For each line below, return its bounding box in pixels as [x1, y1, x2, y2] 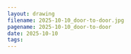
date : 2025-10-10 [7, 29, 58, 37]
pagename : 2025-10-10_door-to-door [7, 23, 112, 30]
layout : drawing [7, 10, 55, 18]
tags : [7, 36, 23, 43]
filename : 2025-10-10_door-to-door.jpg [7, 17, 125, 24]
